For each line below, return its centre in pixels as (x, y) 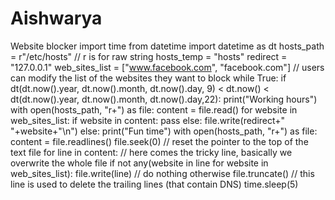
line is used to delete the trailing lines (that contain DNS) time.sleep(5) (154, 184)
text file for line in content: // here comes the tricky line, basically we (151, 152)
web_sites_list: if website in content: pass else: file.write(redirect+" (148, 120)
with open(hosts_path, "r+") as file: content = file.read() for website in (154, 109)
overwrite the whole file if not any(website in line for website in (139, 163)
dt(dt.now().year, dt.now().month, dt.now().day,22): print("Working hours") (164, 99)
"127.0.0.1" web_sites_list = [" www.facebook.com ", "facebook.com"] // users (167, 67)
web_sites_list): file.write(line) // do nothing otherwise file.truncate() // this (162, 173)
